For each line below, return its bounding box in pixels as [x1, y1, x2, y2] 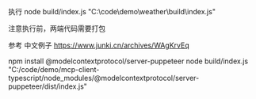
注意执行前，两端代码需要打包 [8, 24, 105, 33]
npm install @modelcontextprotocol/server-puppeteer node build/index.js [8, 56, 248, 66]
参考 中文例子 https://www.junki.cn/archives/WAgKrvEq [8, 40, 189, 50]
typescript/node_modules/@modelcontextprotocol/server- [8, 74, 200, 82]
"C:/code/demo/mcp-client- [8, 65, 100, 74]
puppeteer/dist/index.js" [8, 82, 87, 91]
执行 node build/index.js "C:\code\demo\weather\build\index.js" [8, 7, 216, 16]
